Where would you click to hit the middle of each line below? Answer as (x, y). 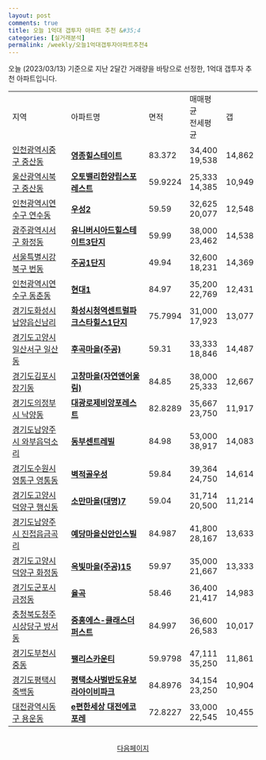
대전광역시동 (34, 707)
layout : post (30, 15)
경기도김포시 (34, 376)
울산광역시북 (34, 177)
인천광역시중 (34, 150)
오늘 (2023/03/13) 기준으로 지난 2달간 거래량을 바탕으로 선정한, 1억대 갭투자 (126, 69)
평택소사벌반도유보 (104, 680)
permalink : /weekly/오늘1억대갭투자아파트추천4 (78, 45)
